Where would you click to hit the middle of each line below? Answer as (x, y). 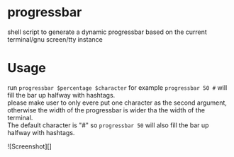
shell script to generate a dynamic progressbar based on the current (107, 32)
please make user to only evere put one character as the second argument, (117, 103)
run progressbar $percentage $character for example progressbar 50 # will (117, 87)
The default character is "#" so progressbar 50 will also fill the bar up (108, 125)
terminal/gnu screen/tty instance (55, 39)
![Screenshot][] (29, 146)
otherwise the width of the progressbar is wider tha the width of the (106, 110)
